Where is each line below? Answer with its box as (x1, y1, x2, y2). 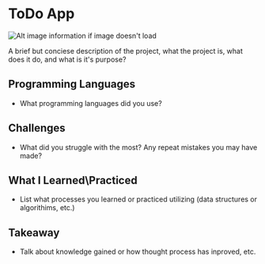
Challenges (8, 122, 66, 135)
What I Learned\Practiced (8, 173, 138, 187)
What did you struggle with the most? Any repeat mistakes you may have (19, 142, 258, 152)
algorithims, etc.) (19, 203, 75, 213)
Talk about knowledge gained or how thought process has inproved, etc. (19, 247, 256, 257)
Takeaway (8, 226, 60, 239)
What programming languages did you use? (19, 98, 162, 107)
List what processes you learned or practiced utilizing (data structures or (19, 194, 258, 204)
